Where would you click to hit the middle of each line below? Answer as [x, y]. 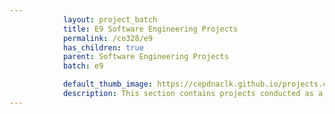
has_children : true [103, 47]
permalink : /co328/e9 [108, 38]
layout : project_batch [110, 19]
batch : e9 [83, 66]
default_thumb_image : [108, 84]
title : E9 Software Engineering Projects [150, 29]
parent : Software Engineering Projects [145, 57]
